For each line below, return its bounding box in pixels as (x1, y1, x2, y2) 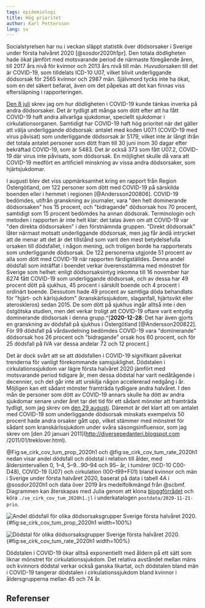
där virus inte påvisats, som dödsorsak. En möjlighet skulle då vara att (13, 153, 190, 160)
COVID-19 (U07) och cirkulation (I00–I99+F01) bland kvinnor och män (21, 468, 198, 476)
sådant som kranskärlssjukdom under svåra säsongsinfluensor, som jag (6, 424, 187, 431)
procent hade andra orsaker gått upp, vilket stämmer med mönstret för (6, 417, 185, 425)
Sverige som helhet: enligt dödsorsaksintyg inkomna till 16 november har (6, 268, 190, 276)
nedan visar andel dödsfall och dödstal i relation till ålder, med (6, 455, 163, 463)
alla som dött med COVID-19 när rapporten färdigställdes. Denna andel (6, 256, 185, 263)
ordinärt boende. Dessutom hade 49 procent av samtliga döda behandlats (6, 288, 193, 295)
